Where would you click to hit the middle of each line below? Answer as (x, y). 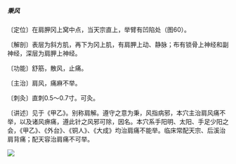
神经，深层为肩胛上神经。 (44, 53)
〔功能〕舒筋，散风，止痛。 (47, 68)
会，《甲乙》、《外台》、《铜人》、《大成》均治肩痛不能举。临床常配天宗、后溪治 (117, 130)
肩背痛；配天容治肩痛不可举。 (50, 139)
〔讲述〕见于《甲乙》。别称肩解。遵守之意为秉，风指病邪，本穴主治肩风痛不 (117, 113)
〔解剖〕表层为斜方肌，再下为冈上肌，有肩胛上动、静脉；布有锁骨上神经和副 (118, 44)
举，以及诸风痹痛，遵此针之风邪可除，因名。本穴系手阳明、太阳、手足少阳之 (118, 121)
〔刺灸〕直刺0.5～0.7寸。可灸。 (53, 97)
